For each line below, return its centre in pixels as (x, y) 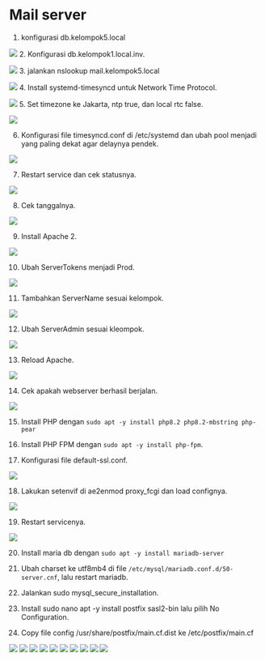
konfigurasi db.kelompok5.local (73, 37)
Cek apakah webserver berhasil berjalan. (89, 390)
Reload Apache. (47, 360)
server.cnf (39, 578)
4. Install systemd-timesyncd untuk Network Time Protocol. (118, 87)
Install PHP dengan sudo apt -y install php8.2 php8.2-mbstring (130, 421)
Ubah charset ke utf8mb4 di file (74, 568)
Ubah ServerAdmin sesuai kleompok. (82, 329)
